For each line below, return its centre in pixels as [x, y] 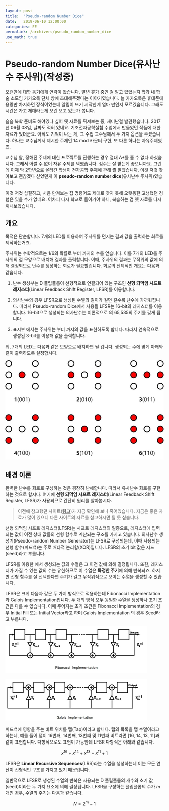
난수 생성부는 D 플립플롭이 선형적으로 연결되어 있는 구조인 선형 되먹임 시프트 [87, 283]
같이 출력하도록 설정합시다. [31, 353]
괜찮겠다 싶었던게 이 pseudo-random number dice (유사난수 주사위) [86, 176]
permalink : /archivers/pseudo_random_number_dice [58, 32]
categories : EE [21, 27]
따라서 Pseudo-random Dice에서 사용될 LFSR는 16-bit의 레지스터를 [86, 306]
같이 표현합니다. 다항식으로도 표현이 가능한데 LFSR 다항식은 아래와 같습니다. [80, 742]
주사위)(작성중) [45, 77]
